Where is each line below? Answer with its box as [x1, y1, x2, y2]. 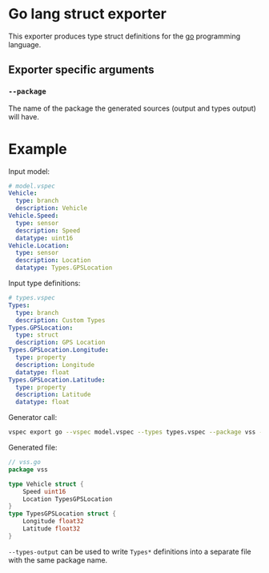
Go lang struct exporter [8, 5, 167, 23]
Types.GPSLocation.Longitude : [8, 346, 110, 354]
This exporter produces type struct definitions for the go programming [8, 31, 241, 41]
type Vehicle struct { [8, 480, 84, 488]
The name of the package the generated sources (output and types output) [8, 103, 256, 113]
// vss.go [8, 458, 42, 466]
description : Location [15, 256, 91, 264]
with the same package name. [8, 555, 108, 565]
